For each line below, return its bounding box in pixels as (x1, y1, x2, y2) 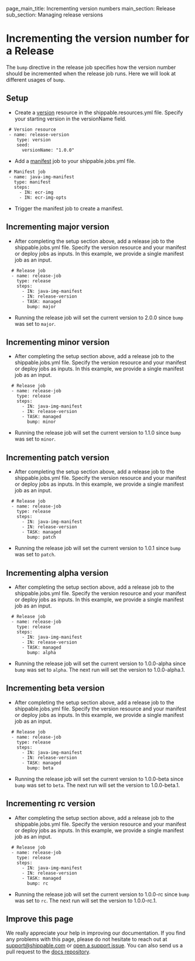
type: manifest (13, 179, 51, 185)
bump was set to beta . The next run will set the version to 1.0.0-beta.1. (14, 782, 180, 789)
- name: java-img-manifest (8, 173, 75, 180)
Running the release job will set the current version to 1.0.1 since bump (14, 545, 181, 552)
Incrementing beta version (6, 683, 105, 693)
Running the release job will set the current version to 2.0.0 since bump (14, 314, 183, 321)
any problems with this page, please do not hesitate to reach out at (6, 936, 167, 943)
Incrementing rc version (6, 799, 95, 809)
